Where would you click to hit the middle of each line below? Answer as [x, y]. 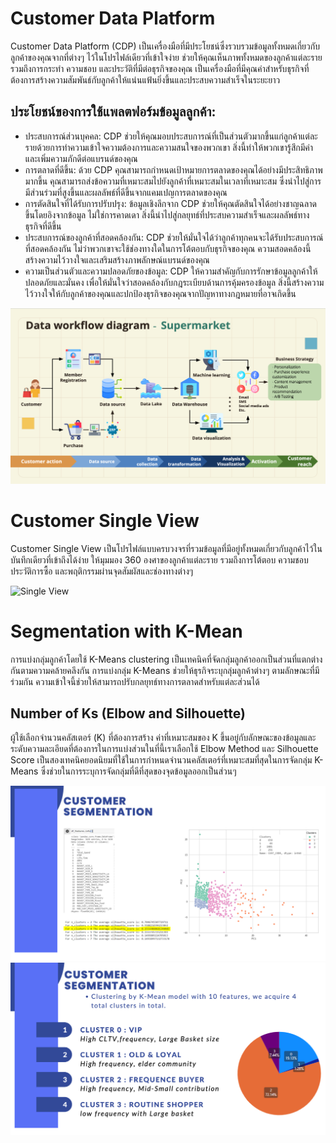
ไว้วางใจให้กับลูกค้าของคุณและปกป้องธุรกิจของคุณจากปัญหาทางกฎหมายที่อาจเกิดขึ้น [160, 293]
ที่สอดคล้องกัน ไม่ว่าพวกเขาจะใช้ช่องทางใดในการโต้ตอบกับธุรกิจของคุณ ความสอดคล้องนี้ [168, 248]
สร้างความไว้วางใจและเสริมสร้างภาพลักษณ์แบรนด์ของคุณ [117, 259]
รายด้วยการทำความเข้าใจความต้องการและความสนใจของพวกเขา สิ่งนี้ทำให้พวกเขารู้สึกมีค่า [169, 147]
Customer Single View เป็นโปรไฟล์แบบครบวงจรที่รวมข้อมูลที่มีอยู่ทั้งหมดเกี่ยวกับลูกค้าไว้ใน [166, 548]
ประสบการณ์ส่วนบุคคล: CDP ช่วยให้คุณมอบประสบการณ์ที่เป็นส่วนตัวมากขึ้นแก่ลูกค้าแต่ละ [171, 136]
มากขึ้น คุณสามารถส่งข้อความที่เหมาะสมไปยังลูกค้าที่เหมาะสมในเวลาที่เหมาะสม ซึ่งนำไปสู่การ [173, 181]
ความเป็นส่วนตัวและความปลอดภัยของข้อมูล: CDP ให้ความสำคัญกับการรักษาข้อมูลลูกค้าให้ [171, 271]
